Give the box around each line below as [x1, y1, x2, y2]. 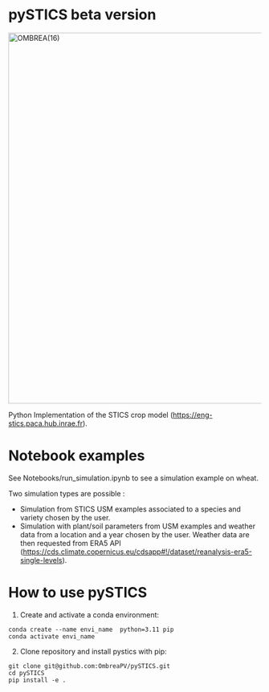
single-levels [19, 555, 63, 565]
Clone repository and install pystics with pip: [19, 646, 167, 656]
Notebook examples [8, 447, 145, 465]
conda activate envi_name [8, 632, 95, 641]
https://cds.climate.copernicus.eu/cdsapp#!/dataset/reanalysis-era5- [22, 547, 253, 556]
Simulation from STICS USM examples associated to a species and [19, 504, 241, 514]
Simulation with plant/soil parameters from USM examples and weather [19, 521, 255, 531]
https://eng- [172, 410, 213, 419]
